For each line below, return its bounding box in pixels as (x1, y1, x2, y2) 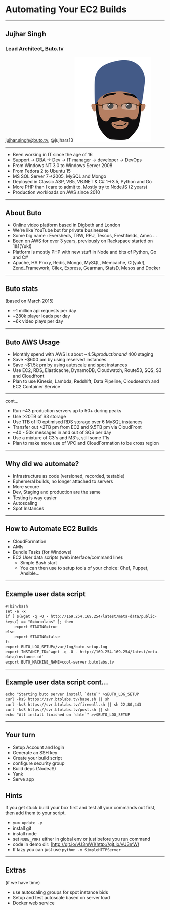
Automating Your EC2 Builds (5, 4, 127, 15)
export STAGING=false (14, 634, 60, 639)
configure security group (12, 760, 65, 766)
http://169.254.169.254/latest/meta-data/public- (50, 614, 157, 619)
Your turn (5, 730, 36, 739)
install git (12, 825, 32, 831)
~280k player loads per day (12, 313, 70, 319)
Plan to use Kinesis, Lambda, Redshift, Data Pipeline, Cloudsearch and (12, 378, 159, 384)
